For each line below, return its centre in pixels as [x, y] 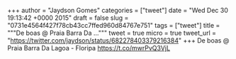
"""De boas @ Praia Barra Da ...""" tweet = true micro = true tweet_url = [112, 33]
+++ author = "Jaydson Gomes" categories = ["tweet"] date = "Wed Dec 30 [118, 10]
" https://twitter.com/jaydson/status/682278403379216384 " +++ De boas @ [118, 41]
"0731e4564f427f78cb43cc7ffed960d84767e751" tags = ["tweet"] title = [114, 25]
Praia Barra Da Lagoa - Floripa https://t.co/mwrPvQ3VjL [89, 48]
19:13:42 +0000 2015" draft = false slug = [68, 18]
